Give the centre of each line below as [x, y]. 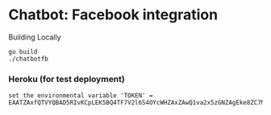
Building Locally [35, 37]
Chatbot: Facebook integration [113, 15]
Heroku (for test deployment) [67, 79]
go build [23, 51]
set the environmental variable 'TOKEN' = [81, 96]
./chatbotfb [28, 59]
